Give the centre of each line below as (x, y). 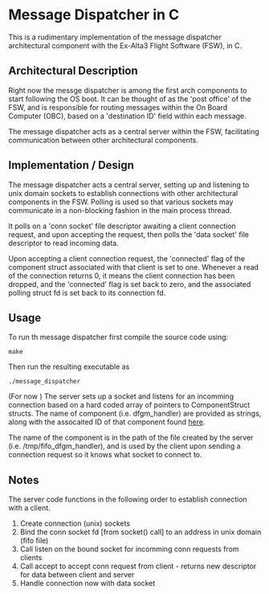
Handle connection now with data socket (88, 584)
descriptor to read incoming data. (63, 243)
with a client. (29, 508)
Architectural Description (73, 71)
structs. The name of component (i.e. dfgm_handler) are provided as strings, (135, 414)
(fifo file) (34, 541)
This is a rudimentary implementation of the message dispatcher (115, 37)
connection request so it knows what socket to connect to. (105, 455)
